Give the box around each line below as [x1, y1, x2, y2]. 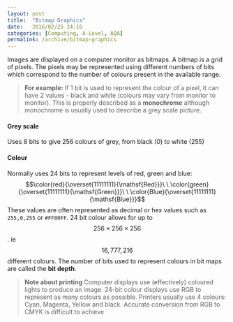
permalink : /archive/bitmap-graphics [7, 36, 117, 43]
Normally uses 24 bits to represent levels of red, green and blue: [7, 169, 193, 177]
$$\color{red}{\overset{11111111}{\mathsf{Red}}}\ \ [25, 180, 169, 189]
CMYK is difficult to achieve [24, 307, 105, 316]
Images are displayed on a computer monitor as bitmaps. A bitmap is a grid [7, 55, 223, 64]
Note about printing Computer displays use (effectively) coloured [24, 277, 214, 286]
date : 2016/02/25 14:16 [7, 23, 82, 30]
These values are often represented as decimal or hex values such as [7, 205, 207, 214]
